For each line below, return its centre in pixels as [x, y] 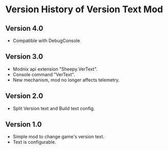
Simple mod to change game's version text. [58, 137]
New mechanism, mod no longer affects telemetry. [66, 80]
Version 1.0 [24, 125]
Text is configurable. [34, 142]
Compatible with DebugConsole [46, 40]
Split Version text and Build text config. [54, 108]
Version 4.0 [24, 28]
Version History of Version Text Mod [84, 9]
